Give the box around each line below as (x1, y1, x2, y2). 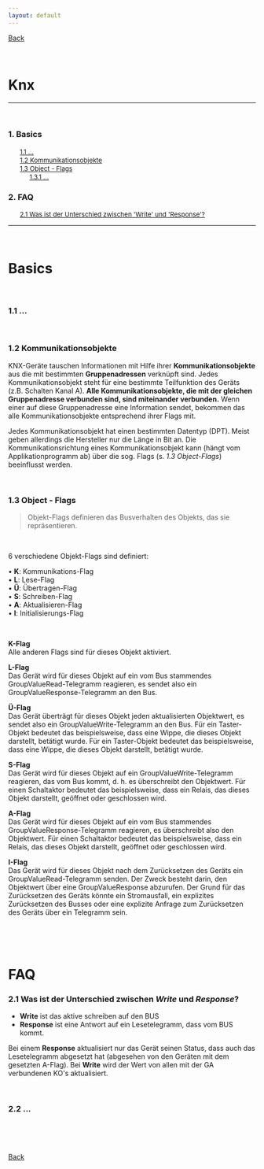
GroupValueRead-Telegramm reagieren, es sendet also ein (8, 679, 197, 689)
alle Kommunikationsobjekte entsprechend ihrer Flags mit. (8, 411, 196, 420)
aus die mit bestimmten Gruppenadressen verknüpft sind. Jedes (8, 369, 218, 379)
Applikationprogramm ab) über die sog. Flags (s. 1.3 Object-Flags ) (8, 451, 222, 461)
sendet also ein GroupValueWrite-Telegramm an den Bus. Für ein (8, 720, 218, 729)
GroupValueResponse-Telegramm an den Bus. (8, 687, 157, 697)
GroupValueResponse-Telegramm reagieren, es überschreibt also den (8, 825, 234, 834)
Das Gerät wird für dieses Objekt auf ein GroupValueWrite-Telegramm (8, 768, 233, 778)
